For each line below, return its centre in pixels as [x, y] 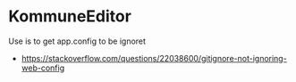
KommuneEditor [70, 16]
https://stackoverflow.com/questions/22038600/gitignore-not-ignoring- [154, 58]
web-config [42, 68]
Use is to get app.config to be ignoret [77, 41]
